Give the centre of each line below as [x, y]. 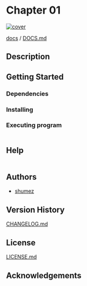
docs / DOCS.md [26, 38]
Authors [21, 177]
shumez [24, 191]
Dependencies [27, 93]
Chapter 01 [33, 10]
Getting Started [35, 77]
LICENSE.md [21, 257]
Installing [20, 109]
